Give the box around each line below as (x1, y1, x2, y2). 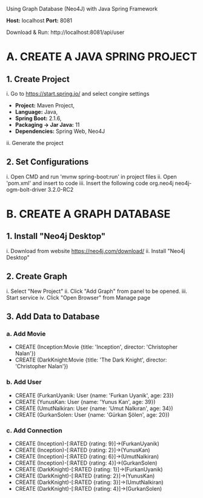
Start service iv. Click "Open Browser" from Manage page (6, 294, 150, 301)
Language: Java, (15, 109, 58, 115)
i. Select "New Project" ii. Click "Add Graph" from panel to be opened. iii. (6, 288, 188, 295)
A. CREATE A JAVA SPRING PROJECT (6, 50, 198, 64)
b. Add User (6, 378, 42, 386)
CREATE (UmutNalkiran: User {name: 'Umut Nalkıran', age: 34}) (15, 405, 174, 412)
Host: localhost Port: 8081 (6, 17, 73, 24)
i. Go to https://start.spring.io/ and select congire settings (6, 90, 150, 97)
